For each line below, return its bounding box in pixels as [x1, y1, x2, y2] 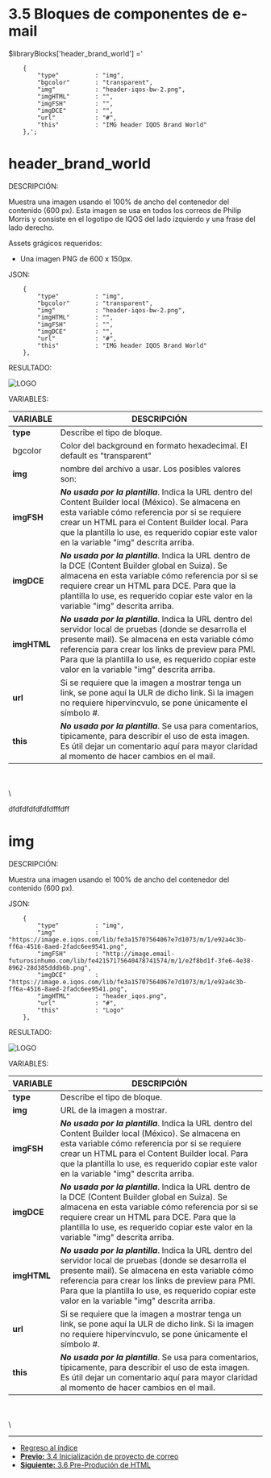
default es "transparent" [60, 449, 152, 461]
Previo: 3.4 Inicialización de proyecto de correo [19, 1451, 179, 1461]
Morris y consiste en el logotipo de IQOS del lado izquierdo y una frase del [8, 214, 256, 223]
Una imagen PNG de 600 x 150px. [19, 253, 133, 263]
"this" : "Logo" [37, 1006, 125, 1014]
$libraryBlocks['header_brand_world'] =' [8, 48, 144, 58]
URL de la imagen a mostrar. [60, 1104, 168, 1116]
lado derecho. [8, 223, 55, 232]
